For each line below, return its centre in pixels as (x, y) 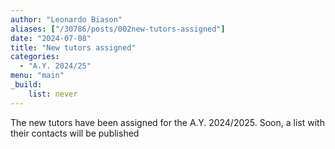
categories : (35, 57)
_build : (26, 85)
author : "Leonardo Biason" (66, 19)
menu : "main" (37, 76)
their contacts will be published (75, 133)
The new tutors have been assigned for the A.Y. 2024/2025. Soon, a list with (167, 122)
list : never (53, 94)
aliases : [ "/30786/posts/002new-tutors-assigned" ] (118, 29)
